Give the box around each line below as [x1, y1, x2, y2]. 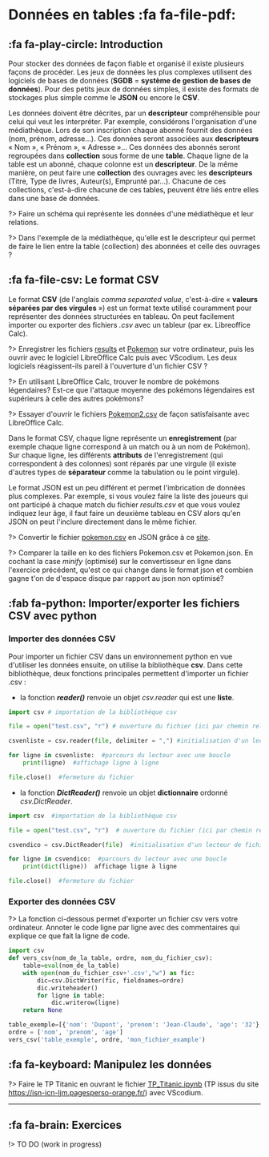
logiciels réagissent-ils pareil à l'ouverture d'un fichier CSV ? [8, 361, 208, 370]
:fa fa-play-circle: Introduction [8, 38, 163, 51]
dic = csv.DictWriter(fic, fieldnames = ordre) [37, 976, 184, 985]
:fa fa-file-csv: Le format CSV [8, 273, 159, 287]
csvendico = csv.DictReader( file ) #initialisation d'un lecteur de [8, 841, 242, 849]
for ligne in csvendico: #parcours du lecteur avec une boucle [8, 855, 227, 863]
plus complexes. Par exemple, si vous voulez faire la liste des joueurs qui [8, 491, 248, 501]
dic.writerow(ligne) [50, 999, 120, 1007]
